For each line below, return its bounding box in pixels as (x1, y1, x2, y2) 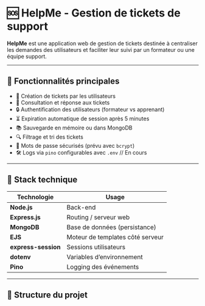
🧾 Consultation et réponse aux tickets (15, 98, 110, 106)
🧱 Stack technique (7, 175, 78, 185)
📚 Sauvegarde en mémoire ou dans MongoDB (15, 124, 133, 131)
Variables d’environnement (66, 252, 144, 261)
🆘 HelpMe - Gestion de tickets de (7, 6, 181, 20)
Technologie (16, 192, 54, 201)
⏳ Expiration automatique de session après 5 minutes (15, 115, 150, 122)
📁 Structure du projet (7, 290, 88, 300)
